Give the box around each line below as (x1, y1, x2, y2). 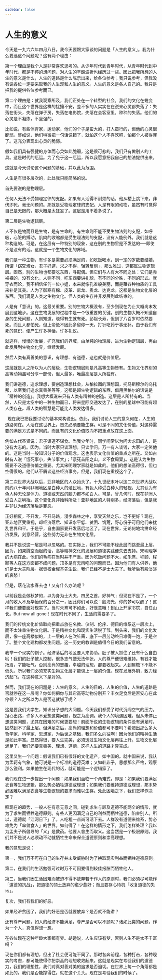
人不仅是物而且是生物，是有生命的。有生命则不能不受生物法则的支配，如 (5, 228, 148, 234)
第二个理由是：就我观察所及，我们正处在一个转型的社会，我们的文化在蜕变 (5, 97, 153, 103)
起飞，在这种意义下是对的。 (9, 674, 64, 679)
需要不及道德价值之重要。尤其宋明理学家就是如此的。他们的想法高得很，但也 (5, 462, 157, 468)
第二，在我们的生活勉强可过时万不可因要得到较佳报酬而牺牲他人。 (5, 865, 136, 871)
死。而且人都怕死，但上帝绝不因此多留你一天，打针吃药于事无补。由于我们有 (5, 321, 157, 327)
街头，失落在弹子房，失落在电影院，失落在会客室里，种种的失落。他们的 (13, 110, 157, 115)
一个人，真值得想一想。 (9, 925, 56, 931)
